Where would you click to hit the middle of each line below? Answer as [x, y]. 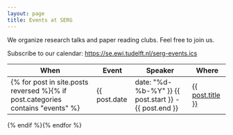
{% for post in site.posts [50, 82]
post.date [112, 99]
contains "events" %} [45, 108]
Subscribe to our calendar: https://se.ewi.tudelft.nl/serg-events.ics [102, 53]
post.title [206, 95]
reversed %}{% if [39, 91]
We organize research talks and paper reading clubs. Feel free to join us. [111, 39]
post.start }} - [157, 99]
